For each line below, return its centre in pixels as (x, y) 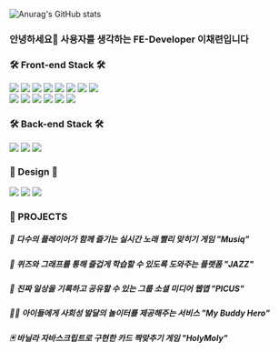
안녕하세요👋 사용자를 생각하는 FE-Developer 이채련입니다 (130, 39)
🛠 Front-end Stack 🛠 (58, 65)
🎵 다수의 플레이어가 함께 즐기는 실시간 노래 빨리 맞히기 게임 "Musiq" (130, 239)
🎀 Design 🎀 (34, 172)
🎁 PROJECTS (39, 216)
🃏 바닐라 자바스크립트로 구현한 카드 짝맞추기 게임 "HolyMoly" (119, 337)
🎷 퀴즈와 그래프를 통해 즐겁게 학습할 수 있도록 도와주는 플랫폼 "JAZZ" (132, 264)
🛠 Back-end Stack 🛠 (57, 125)
